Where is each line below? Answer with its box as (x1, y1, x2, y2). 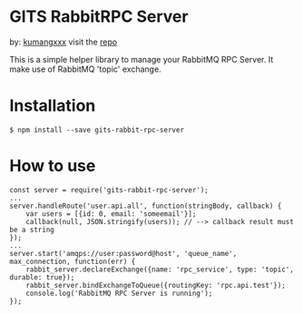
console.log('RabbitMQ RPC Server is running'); (25, 289, 213, 298)
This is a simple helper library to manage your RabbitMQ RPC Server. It (9, 54, 274, 64)
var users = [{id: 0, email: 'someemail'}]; (25, 209, 197, 219)
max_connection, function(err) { (9, 257, 136, 266)
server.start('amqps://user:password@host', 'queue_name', (9, 249, 238, 258)
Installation (9, 95, 96, 116)
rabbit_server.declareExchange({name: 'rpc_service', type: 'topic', (25, 265, 295, 274)
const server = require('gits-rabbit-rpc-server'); (9, 185, 209, 194)
